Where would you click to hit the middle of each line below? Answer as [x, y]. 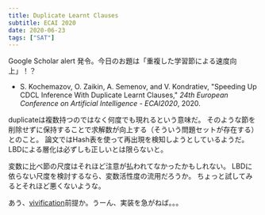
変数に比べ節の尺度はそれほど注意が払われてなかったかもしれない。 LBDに [130, 166]
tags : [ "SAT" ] [32, 38]
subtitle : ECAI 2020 [42, 23]
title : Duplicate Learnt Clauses [63, 15]
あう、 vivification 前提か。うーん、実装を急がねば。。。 [96, 203]
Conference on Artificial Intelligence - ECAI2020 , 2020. [110, 104]
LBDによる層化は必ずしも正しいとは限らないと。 [88, 149]
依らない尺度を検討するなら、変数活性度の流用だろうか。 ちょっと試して [127, 176]
